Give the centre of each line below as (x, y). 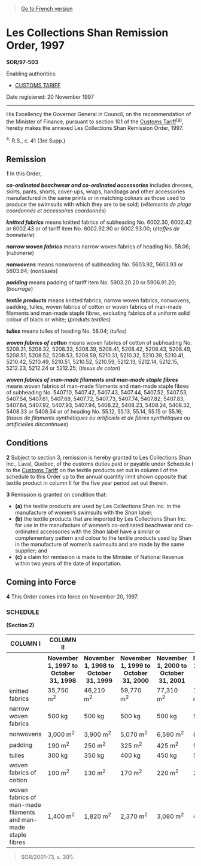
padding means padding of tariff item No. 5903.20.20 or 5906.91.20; (91, 282)
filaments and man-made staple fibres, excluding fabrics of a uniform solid (98, 313)
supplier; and (31, 551)
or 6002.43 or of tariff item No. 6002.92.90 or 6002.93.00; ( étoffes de (93, 229)
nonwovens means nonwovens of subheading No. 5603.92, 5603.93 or (95, 265)
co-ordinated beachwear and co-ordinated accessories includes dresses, (100, 186)
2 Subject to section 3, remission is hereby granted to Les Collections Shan (99, 457)
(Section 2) (20, 625)
